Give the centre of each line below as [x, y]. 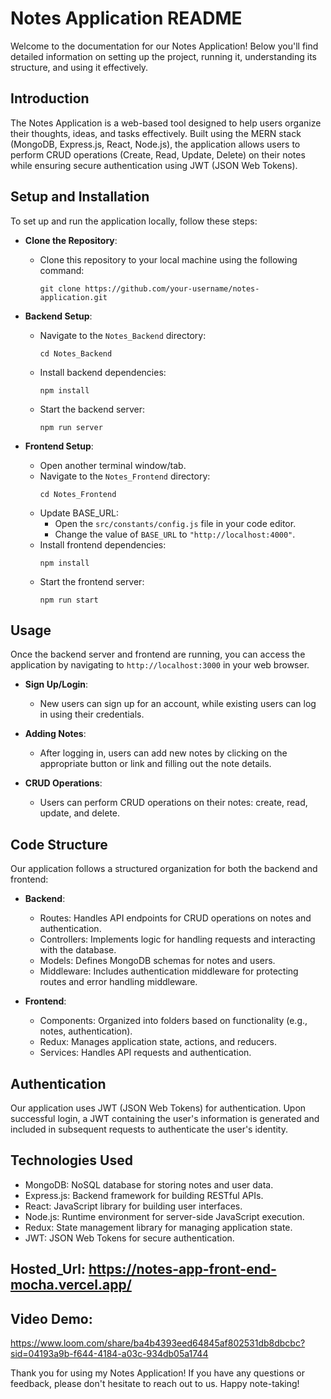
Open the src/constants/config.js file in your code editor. [175, 523]
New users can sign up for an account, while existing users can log [178, 704]
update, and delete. [80, 813]
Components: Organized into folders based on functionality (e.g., [173, 1021]
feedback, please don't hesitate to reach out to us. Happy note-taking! [155, 1384]
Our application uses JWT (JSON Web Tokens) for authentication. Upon [158, 1108]
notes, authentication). [86, 1031]
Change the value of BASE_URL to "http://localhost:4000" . [175, 534]
